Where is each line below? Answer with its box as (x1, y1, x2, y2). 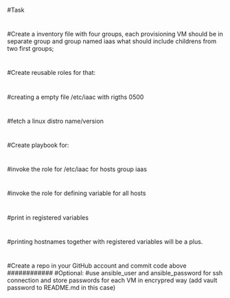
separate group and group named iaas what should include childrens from (7, 37, 217, 45)
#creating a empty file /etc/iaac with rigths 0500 (7, 93, 144, 101)
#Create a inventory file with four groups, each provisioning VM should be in (7, 30, 223, 38)
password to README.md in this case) (7, 283, 115, 291)
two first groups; (7, 45, 54, 53)
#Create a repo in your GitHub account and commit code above (7, 261, 187, 270)
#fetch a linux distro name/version (7, 117, 104, 125)
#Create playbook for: (7, 141, 69, 149)
